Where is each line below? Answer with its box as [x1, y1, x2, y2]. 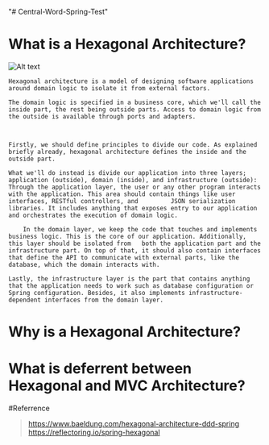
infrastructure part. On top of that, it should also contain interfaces [8, 246, 262, 255]
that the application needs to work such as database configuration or [8, 281, 254, 289]
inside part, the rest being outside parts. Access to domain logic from [8, 105, 262, 114]
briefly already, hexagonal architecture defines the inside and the [8, 148, 247, 156]
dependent [8, 296, 42, 304]
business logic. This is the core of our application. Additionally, [8, 232, 247, 240]
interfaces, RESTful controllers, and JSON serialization [8, 197, 236, 205]
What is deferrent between [8, 360, 192, 378]
